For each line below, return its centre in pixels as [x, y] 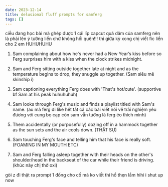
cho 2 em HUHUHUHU [29, 44]
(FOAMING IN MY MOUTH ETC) [45, 145]
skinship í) [23, 79]
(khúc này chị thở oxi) [35, 165]
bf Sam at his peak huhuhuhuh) [45, 95]
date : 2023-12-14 [23, 10]
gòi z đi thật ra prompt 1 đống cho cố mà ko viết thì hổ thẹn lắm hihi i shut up [84, 175]
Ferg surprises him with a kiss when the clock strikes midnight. [77, 59]
